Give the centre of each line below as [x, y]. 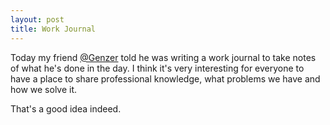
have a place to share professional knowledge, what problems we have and [165, 78]
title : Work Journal [53, 29]
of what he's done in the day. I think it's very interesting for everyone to [157, 68]
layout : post [37, 19]
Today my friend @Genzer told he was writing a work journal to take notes [163, 57]
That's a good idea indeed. [66, 108]
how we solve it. [44, 89]
